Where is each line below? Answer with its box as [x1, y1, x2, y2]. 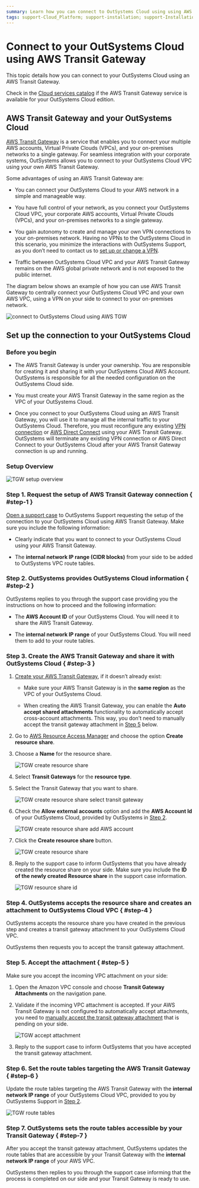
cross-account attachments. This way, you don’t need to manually [23, 715, 185, 722]
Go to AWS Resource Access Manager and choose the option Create [14, 733, 184, 740]
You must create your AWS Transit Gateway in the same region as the [14, 392, 185, 399]
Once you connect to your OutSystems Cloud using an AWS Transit [14, 410, 179, 417]
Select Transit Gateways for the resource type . [14, 773, 132, 780]
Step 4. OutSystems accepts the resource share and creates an [6, 899, 192, 907]
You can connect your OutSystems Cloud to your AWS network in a [14, 186, 179, 193]
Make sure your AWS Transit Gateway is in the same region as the [23, 684, 185, 691]
